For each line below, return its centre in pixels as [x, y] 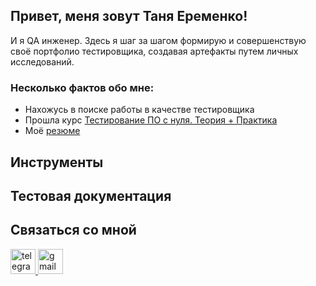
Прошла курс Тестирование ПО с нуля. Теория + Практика [151, 120]
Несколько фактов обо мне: [82, 87]
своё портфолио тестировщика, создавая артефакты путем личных [154, 51]
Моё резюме [52, 131]
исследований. [42, 61]
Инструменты [57, 162]
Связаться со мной [73, 230]
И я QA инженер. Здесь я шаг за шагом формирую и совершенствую [158, 40]
